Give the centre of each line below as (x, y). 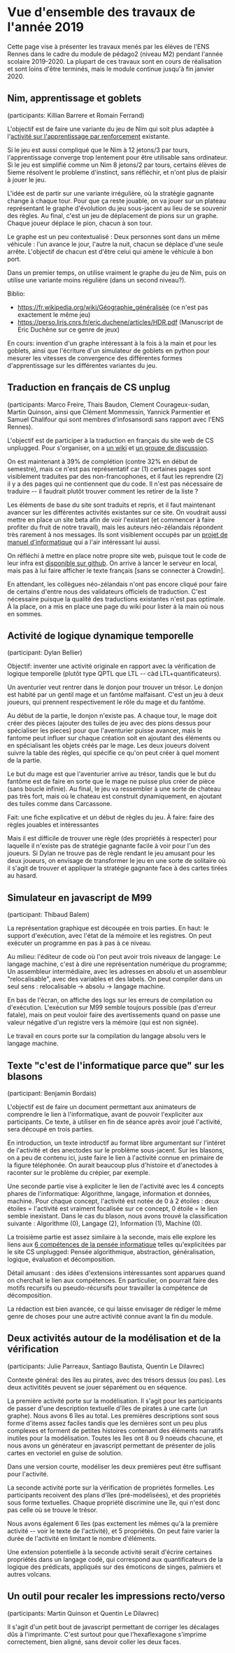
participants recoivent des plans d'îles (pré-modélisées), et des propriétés (114, 1495)
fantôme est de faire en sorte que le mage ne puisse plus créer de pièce (111, 782)
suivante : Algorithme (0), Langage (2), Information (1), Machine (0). (105, 1223)
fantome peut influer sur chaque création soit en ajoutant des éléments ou (114, 738)
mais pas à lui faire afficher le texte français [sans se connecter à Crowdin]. (116, 570)
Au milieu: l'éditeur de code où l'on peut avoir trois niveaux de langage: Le (114, 957)
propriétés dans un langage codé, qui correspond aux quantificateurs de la (115, 1559)
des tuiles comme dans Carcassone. (60, 804)
